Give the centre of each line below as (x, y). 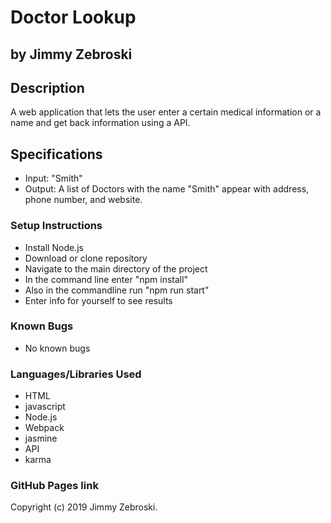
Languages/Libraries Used (76, 374)
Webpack (44, 428)
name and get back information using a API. (100, 123)
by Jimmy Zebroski (71, 54)
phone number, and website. (83, 200)
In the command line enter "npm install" (106, 279)
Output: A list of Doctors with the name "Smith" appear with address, (167, 189)
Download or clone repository (86, 258)
